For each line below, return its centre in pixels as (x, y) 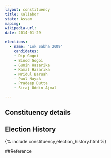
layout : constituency (28, 10)
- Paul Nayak (28, 79)
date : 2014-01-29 (23, 33)
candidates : (26, 51)
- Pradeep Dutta (31, 83)
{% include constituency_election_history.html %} (56, 141)
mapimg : (13, 24)
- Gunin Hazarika (32, 65)
